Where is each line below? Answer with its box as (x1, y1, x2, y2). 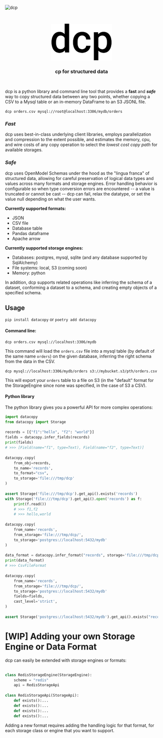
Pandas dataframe (12, 230, 49, 236)
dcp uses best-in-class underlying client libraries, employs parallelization (5, 131, 151, 137)
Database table (12, 225, 43, 231)
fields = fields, (14, 594, 45, 599)
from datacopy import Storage (5, 419, 66, 424)
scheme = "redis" (14, 678, 49, 683)
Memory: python (12, 270, 46, 276)
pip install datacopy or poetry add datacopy (5, 317, 97, 323)
